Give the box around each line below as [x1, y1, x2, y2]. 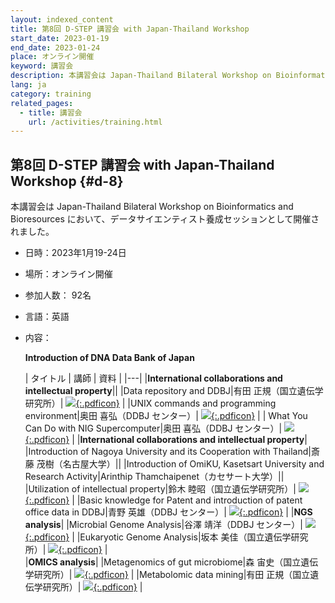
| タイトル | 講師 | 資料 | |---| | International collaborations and [24, 372, 283, 385]
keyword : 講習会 [10, 61, 74, 71]
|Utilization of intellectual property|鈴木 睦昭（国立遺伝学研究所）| [24, 483, 297, 495]
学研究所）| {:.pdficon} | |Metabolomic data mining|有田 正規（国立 [24, 569, 311, 581]
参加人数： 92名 [24, 289, 92, 301]
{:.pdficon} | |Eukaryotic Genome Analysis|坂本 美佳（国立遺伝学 [24, 531, 292, 543]
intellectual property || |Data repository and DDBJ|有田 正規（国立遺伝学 [24, 385, 324, 397]
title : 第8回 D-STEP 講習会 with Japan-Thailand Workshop [10, 24, 250, 34]
